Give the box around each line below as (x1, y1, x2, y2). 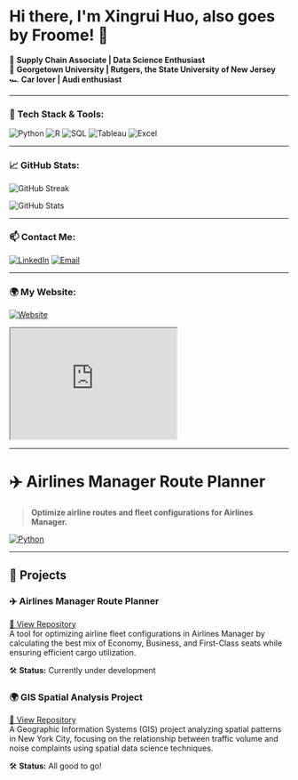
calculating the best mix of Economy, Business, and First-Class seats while (9, 638, 283, 648)
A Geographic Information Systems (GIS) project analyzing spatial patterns (9, 724, 282, 735)
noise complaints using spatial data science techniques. (9, 743, 214, 753)
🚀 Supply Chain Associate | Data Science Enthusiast (9, 54, 206, 65)
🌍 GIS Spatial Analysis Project (9, 691, 144, 704)
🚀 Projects (9, 567, 67, 583)
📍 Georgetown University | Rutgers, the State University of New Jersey (9, 64, 277, 75)
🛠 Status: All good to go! (9, 760, 102, 771)
